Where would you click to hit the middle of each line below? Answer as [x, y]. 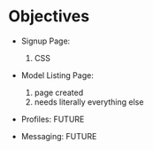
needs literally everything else [89, 102]
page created [59, 92]
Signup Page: [46, 41]
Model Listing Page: [57, 75]
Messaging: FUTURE [59, 136]
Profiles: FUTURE [53, 119]
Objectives [49, 16]
